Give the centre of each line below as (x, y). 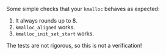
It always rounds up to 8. (46, 20)
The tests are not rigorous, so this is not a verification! (74, 46)
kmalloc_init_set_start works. (55, 34)
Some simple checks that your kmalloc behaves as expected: (83, 9)
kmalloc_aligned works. (45, 27)
